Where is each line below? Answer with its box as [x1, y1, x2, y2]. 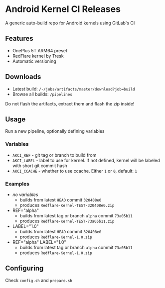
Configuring [5, 264, 44, 273]
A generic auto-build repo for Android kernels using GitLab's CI [5, 20, 135, 26]
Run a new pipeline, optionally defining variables [5, 128, 105, 134]
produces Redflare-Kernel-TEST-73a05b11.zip [19, 218, 115, 224]
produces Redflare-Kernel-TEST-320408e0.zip [19, 202, 115, 208]
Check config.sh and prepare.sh [5, 277, 72, 283]
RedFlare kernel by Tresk [12, 53, 64, 59]
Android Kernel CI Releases [5, 3, 121, 15]
